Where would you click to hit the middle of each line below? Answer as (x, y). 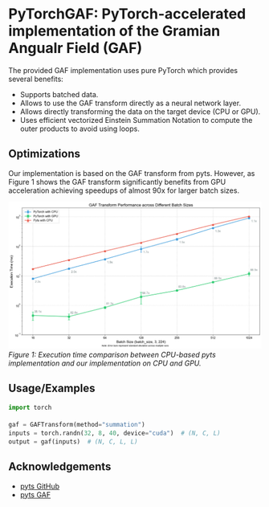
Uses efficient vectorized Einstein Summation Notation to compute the (136, 120)
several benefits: (36, 79)
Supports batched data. (59, 94)
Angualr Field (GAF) (75, 48)
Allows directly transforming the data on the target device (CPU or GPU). (140, 111)
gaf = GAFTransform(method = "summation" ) (77, 425)
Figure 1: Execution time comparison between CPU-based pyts (112, 354)
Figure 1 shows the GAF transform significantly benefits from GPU (117, 182)
